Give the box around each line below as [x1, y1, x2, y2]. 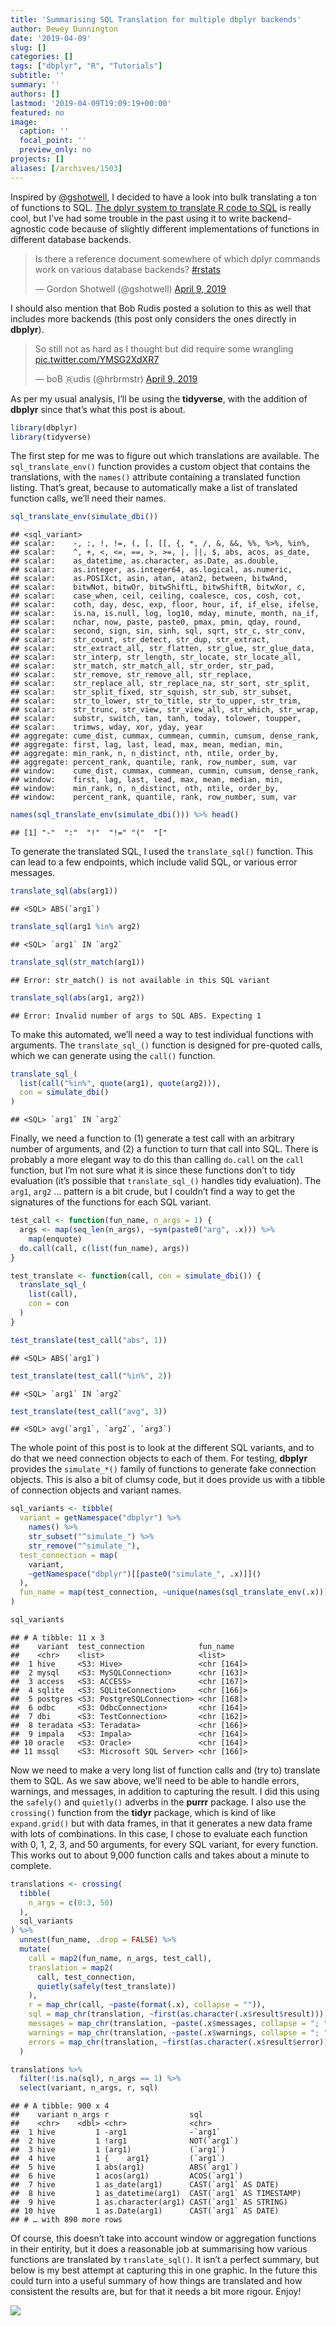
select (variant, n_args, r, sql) [19, 2083, 159, 2093]
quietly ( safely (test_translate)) [36, 1981, 177, 1991]
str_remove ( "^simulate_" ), [28, 1541, 141, 1551]
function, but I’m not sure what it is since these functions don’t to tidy [10, 1164, 296, 1176]
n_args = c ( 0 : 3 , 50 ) [28, 1897, 114, 1908]
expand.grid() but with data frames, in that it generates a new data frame [10, 1817, 313, 1829]
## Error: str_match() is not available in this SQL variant [10, 975, 271, 985]
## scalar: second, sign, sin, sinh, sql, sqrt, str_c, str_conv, [10, 626, 307, 636]
